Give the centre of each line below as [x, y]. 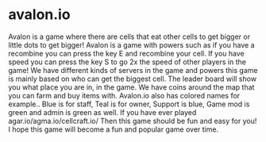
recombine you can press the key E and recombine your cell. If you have [126, 53]
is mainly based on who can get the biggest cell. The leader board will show [132, 79]
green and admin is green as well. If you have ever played [102, 112]
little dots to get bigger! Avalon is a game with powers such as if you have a [132, 44]
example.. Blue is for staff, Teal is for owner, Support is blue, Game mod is [129, 104]
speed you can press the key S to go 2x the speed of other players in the [127, 62]
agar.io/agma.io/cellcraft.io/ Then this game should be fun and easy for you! [133, 121]
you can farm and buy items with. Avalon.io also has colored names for [124, 95]
